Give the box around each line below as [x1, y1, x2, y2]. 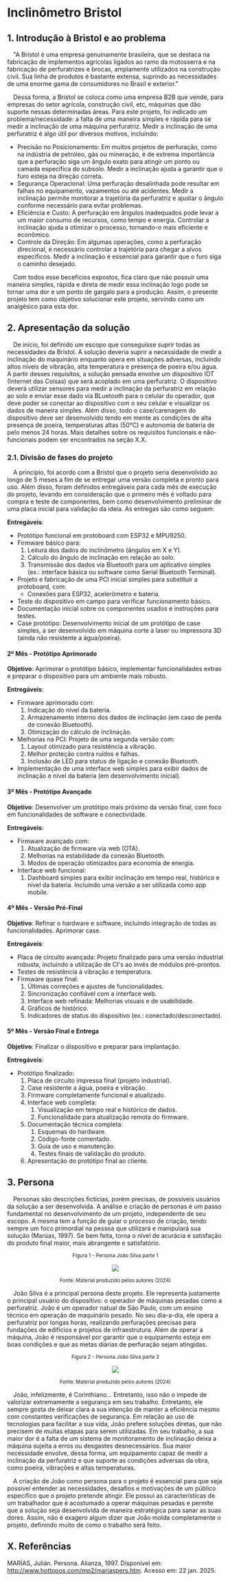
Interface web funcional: [16, 866, 87, 874]
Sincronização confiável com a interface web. [27, 989, 157, 998]
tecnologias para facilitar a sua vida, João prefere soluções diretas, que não [7, 1419, 222, 1428]
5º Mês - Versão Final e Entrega [7, 1027, 100, 1036]
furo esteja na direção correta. [16, 172, 104, 180]
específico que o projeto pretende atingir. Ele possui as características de [7, 1491, 216, 1500]
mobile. [27, 888, 49, 896]
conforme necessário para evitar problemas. [16, 201, 143, 209]
